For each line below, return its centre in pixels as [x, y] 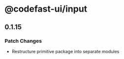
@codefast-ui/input [46, 9]
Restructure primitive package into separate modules [65, 51]
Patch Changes [23, 41]
